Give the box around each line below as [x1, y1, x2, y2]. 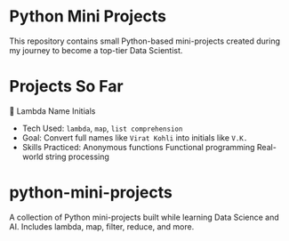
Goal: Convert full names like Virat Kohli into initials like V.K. [21, 132, 248, 143]
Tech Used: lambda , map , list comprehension [21, 123, 183, 133]
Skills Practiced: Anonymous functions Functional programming [21, 141, 255, 152]
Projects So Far [9, 76, 124, 97]
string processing [44, 151, 109, 162]
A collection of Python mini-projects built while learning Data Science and [9, 212, 280, 222]
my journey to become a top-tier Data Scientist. [9, 44, 183, 55]
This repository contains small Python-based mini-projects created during [9, 36, 281, 46]
